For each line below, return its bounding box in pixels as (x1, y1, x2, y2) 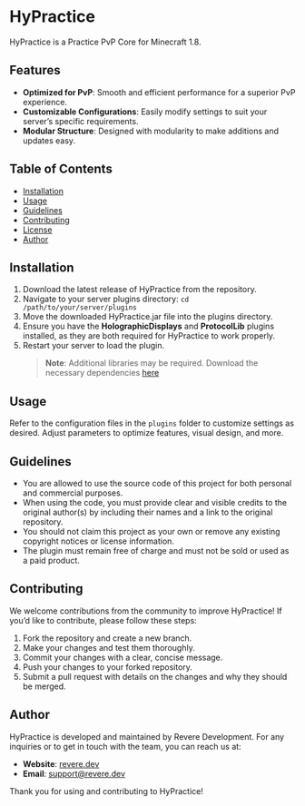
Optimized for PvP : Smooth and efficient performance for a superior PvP (22, 86, 296, 97)
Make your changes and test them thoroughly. (22, 642, 195, 653)
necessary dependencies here (44, 368, 160, 378)
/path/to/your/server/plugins (22, 303, 138, 312)
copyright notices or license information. (22, 536, 175, 546)
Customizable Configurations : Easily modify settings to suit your (22, 106, 268, 117)
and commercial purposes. (22, 487, 123, 498)
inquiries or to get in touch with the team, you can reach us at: (9, 741, 242, 752)
